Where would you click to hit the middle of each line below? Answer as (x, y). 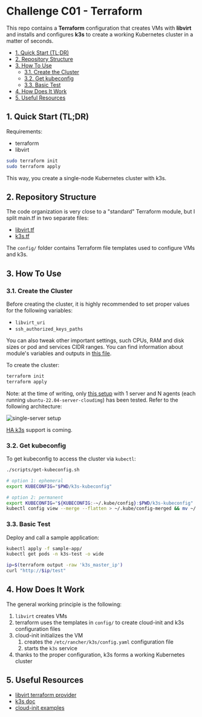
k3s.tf (22, 236)
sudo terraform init (32, 161)
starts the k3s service (50, 648)
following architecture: (34, 406)
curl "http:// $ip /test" (36, 571)
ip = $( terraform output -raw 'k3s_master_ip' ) (64, 565)
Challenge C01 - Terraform (74, 11)
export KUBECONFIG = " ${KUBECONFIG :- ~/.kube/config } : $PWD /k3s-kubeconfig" (100, 503)
